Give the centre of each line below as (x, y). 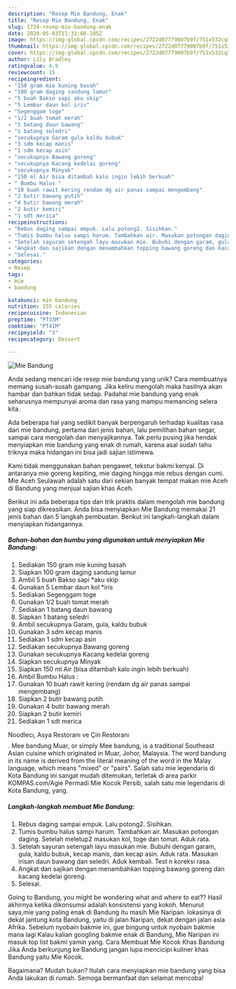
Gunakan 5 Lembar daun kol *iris (65, 587)
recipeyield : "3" (33, 333)
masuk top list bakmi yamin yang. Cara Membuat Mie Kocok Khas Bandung (116, 942)
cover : (18, 53)
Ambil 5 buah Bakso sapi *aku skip (68, 580)
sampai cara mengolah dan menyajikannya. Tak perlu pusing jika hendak (113, 437)
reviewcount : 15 (32, 72)
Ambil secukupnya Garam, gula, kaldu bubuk (83, 625)
